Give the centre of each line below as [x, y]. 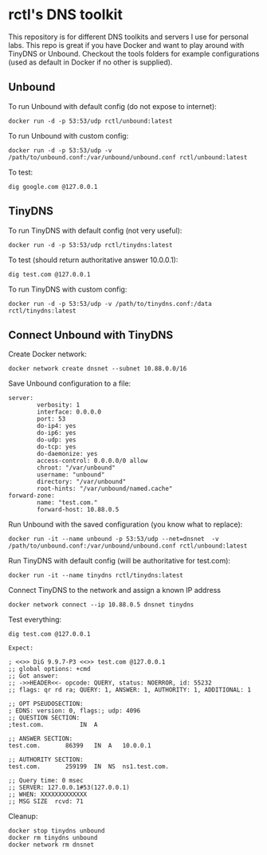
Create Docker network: [48, 354]
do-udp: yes [57, 440]
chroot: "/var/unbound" [76, 468]
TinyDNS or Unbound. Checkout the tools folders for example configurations [134, 53]
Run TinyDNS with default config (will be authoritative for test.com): [120, 561]
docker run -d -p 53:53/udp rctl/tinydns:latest [90, 245]
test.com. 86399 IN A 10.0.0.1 [80, 746]
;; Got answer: [33, 676]
